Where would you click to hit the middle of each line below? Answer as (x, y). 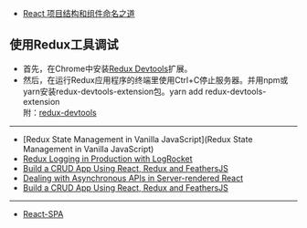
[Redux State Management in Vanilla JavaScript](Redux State (138, 139)
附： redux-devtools (60, 112)
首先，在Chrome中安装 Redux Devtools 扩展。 (107, 68)
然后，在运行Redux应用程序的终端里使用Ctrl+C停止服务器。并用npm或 (155, 79)
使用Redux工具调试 (64, 45)
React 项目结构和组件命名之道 (79, 13)
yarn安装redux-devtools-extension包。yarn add (113, 91)
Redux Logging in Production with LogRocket (108, 159)
